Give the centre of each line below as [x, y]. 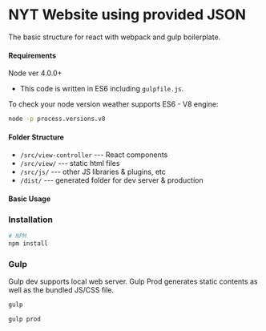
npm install [28, 243]
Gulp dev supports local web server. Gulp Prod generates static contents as [133, 281]
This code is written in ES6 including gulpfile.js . [102, 89]
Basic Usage [29, 199]
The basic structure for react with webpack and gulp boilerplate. [115, 37]
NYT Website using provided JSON [127, 15]
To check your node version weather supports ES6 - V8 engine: [113, 104]
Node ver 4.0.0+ [35, 73]
